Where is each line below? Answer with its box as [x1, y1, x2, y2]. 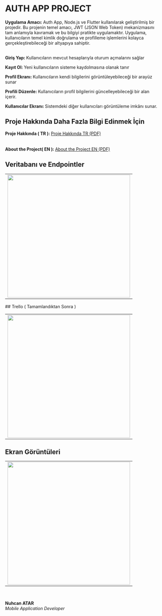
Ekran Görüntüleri [5, 448, 61, 456]
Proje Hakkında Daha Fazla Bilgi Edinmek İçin [5, 117, 145, 126]
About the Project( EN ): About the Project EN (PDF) [5, 146, 110, 152]
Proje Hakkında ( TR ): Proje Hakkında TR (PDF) [5, 131, 101, 136]
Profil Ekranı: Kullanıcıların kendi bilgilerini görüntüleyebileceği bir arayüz [5, 74, 153, 80]
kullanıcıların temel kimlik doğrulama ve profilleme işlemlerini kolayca [5, 35, 144, 41]
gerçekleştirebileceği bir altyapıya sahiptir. [5, 40, 91, 46]
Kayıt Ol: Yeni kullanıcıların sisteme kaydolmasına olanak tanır [5, 64, 130, 70]
